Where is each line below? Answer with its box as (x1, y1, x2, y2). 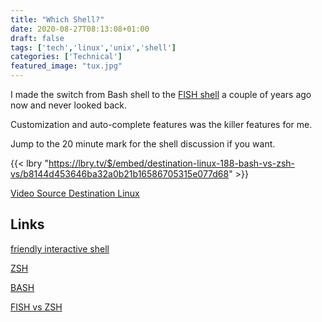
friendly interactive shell (10, 242, 110, 255)
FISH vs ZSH (10, 301, 63, 313)
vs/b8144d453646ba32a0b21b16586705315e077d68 (10, 168, 230, 180)
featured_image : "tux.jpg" (10, 61, 123, 71)
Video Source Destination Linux (10, 187, 140, 199)
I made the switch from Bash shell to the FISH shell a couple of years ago (10, 89, 312, 100)
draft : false (10, 33, 65, 43)
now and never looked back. (10, 99, 128, 111)
